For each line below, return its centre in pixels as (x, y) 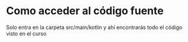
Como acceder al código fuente (85, 11)
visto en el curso (26, 33)
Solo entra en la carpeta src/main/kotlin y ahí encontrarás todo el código (94, 27)
